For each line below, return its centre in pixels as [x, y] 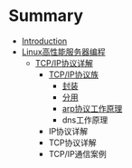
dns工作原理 [85, 120]
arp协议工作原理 [92, 108]
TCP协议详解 [72, 143]
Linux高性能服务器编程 [63, 52]
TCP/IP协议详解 [64, 63]
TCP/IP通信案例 [77, 153]
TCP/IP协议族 [73, 74]
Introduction [44, 41]
